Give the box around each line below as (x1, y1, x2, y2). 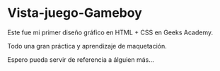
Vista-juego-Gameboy (7, 5, 143, 21)
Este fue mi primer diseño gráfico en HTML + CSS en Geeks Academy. (7, 28, 214, 37)
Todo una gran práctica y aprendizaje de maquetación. (7, 41, 168, 50)
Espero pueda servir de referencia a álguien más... (7, 55, 154, 64)
